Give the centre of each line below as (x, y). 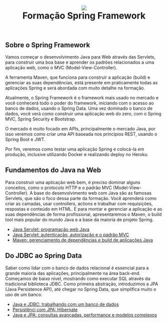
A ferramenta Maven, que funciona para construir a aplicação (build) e (78, 77)
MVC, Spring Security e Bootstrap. (41, 119)
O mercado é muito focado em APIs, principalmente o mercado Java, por (80, 129)
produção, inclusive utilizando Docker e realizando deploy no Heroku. (77, 154)
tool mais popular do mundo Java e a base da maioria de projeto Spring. (79, 219)
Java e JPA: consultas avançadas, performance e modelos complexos (85, 315)
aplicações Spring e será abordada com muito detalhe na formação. (75, 88)
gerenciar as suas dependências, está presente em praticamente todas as (81, 83)
